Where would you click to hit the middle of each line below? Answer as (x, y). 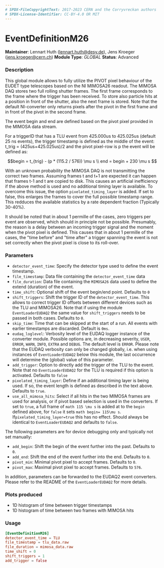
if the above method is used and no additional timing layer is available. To (79, 186)
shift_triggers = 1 (25, 556)
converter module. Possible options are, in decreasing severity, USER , (81, 339)
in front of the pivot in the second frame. (46, 112)
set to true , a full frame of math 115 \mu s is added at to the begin (78, 407)
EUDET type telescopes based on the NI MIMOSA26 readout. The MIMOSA (81, 86)
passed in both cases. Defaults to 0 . (48, 318)
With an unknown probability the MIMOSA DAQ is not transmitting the (75, 171)
